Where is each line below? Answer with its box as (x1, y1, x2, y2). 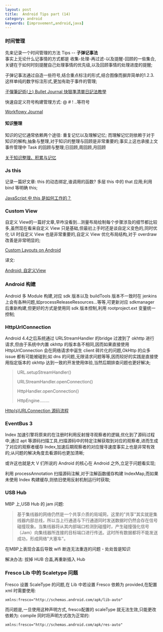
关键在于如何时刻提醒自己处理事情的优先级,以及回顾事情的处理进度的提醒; (5, 62, 153, 68)
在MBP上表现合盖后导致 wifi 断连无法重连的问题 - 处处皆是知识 (5, 546, 131, 552)
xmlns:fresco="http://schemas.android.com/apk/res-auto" (5, 622, 123, 627)
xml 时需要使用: (5, 587, 36, 594)
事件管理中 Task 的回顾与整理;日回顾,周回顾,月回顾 (5, 144, 106, 150)
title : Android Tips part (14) (5, 12, 71, 17)
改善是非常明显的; (5, 237, 41, 243)
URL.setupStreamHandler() (17, 369, 72, 375)
